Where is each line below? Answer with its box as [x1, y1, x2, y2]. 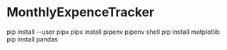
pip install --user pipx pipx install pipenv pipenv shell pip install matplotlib [6, 27, 220, 36]
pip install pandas [6, 35, 58, 43]
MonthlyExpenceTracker [6, 4, 155, 20]
